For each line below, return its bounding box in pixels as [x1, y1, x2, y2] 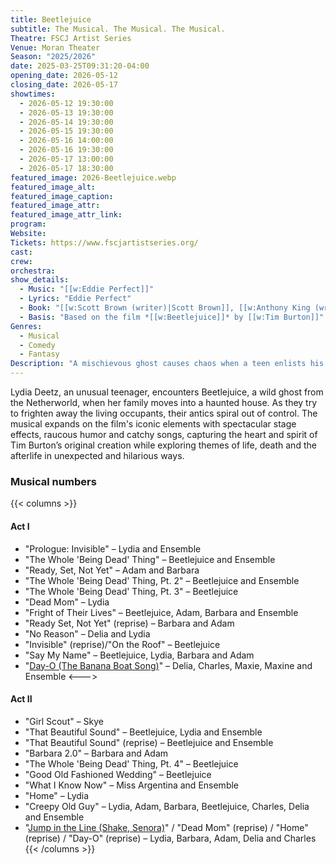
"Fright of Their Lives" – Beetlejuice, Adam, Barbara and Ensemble [24, 606, 299, 618]
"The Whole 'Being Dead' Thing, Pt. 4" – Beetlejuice [24, 757, 239, 770]
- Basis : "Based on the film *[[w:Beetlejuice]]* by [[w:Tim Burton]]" [19, 312, 325, 322]
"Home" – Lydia [24, 789, 90, 801]
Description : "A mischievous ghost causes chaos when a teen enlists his [10, 359, 325, 369]
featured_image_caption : [10, 191, 114, 201]
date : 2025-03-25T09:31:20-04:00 [10, 61, 150, 71]
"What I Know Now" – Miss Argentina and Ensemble [24, 779, 240, 791]
